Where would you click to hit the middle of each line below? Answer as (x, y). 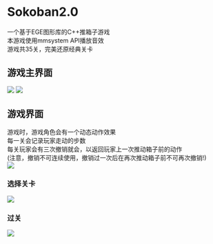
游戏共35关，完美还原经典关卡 (50, 49)
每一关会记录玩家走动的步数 (47, 140)
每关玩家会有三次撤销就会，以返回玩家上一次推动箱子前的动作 (95, 149)
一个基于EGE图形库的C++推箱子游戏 (59, 32)
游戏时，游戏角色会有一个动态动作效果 (61, 132)
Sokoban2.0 (43, 12)
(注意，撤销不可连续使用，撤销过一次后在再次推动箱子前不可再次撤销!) (107, 157)
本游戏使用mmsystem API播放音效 (56, 40)
